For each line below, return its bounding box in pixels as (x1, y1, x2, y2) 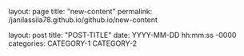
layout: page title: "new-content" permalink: (8, 7, 153, 16)
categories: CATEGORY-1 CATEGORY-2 (8, 39, 138, 48)
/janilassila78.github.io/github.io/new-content (8, 15, 158, 24)
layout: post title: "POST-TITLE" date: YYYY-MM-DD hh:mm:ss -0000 (8, 31, 237, 39)
